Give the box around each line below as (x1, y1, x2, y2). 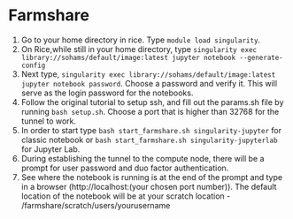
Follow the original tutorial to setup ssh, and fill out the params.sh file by (20, 96, 284, 107)
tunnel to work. (20, 116, 77, 126)
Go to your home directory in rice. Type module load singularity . (20, 34, 261, 45)
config (20, 61, 46, 70)
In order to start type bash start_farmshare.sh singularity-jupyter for (20, 125, 282, 135)
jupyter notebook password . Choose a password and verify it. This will (20, 78, 278, 88)
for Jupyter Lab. (20, 143, 81, 155)
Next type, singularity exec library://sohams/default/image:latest (20, 68, 276, 79)
